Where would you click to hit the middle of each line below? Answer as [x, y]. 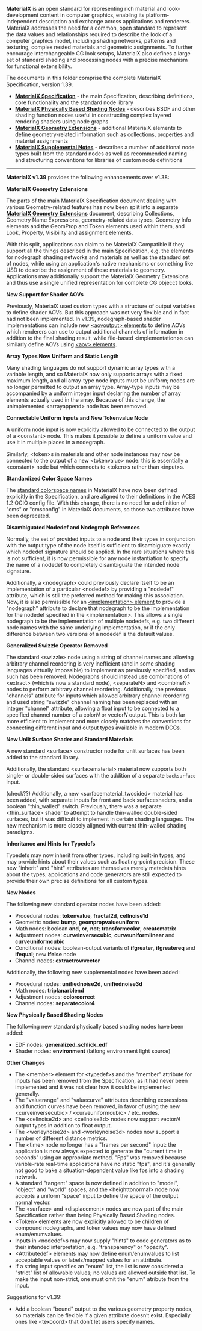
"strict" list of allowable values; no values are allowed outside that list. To [105, 1273]
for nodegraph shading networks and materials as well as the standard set [98, 257]
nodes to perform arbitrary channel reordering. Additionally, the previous [96, 689]
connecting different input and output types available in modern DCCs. [94, 728]
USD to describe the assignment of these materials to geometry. [86, 270]
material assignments [41, 141]
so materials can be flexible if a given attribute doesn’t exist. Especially [103, 1315]
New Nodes [21, 893]
